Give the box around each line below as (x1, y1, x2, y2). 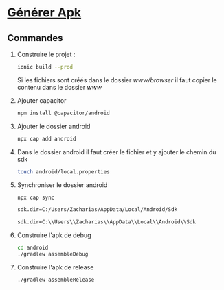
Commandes (7, 32, 63, 44)
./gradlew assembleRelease (16, 276, 95, 283)
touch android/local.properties (16, 168, 110, 176)
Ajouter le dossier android (16, 122, 91, 130)
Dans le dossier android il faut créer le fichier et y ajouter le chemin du (16, 147, 216, 156)
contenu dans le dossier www (16, 83, 102, 91)
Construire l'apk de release (16, 263, 94, 271)
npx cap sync (16, 194, 55, 201)
